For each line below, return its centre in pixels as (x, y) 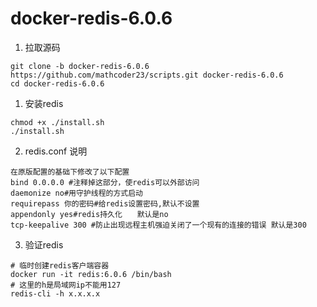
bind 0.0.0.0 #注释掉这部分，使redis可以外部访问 (105, 182)
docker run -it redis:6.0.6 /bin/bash (91, 274)
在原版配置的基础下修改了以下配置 (70, 172)
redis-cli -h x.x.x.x (55, 293)
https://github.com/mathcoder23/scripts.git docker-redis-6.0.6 (147, 75)
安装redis (44, 103)
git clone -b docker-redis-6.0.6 (80, 66)
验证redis (44, 244)
